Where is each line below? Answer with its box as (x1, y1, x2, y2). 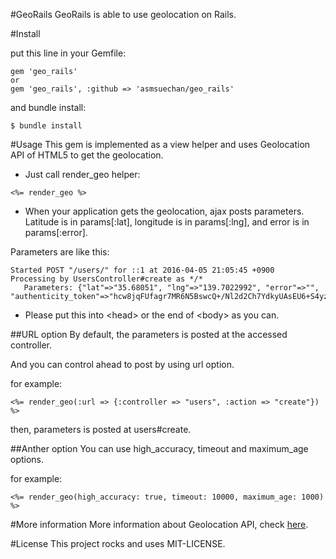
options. (10, 454, 45, 465)
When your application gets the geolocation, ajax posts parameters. (24, 205, 305, 217)
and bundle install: (10, 102, 87, 113)
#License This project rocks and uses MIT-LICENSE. (10, 538, 226, 549)
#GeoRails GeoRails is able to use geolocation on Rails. (10, 9, 237, 20)
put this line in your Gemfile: (10, 47, 127, 59)
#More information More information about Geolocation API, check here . (10, 519, 309, 530)
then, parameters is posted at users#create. (10, 424, 192, 435)
